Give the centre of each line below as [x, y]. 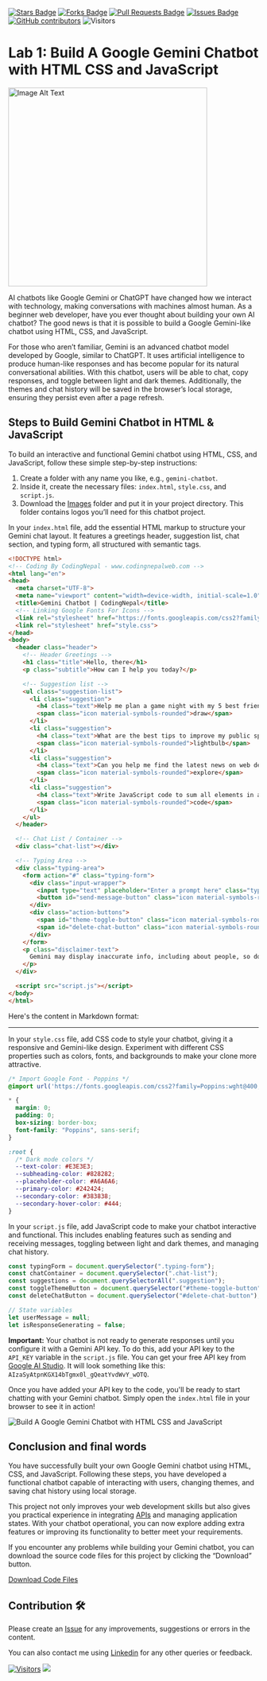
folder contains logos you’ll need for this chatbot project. [112, 512]
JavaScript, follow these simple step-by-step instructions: [103, 462]
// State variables [41, 1310]
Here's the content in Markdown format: [74, 1016]
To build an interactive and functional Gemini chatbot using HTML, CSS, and [133, 454]
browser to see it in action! [52, 1406]
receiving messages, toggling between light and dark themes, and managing [133, 1243]
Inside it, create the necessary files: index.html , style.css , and [123, 486]
